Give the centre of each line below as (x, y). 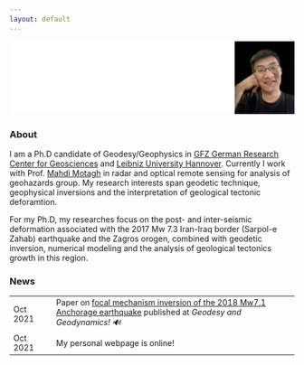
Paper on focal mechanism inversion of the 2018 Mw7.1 (161, 302)
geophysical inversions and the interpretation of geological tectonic (135, 192)
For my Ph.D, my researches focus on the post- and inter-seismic (131, 219)
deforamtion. (33, 201)
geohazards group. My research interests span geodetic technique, (135, 182)
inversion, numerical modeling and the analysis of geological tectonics (141, 248)
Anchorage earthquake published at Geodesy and (148, 312)
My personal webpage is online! (115, 342)
